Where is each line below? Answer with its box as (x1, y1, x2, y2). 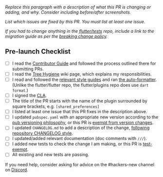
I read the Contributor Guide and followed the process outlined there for (12, 60, 157, 66)
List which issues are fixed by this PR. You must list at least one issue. (5, 19, 145, 24)
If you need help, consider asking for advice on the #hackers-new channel (5, 161, 155, 167)
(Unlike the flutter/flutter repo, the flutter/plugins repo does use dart (12, 82, 149, 88)
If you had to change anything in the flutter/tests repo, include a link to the (5, 28, 154, 34)
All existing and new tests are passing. (12, 152, 89, 157)
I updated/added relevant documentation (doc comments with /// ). (12, 136, 147, 141)
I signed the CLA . (12, 93, 47, 98)
